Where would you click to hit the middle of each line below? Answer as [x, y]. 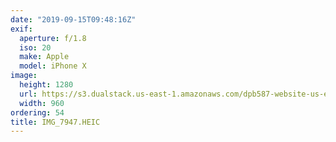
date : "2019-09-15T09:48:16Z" [73, 19]
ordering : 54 [37, 112]
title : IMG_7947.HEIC [55, 122]
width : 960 [42, 103]
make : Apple [44, 57]
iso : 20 [35, 47]
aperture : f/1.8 [53, 38]
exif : [21, 29]
